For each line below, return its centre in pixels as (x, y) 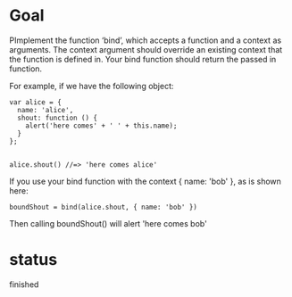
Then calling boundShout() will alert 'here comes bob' (108, 223)
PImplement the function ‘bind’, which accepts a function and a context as (146, 40)
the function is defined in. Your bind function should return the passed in (143, 59)
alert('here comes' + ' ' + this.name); (101, 126)
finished (24, 284)
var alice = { (36, 102)
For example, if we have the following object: (92, 86)
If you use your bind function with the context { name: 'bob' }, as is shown (145, 181)
